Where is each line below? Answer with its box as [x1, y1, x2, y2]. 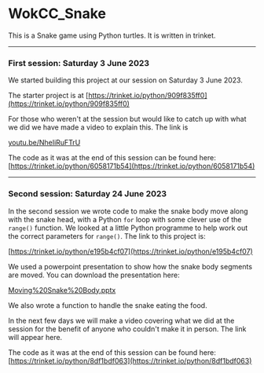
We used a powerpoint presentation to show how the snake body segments [8, 261, 253, 271]
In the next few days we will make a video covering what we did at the [8, 316, 235, 325]
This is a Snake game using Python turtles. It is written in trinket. [8, 31, 216, 40]
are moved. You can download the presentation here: [8, 270, 180, 280]
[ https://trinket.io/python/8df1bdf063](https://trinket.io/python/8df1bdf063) [8, 356, 252, 365]
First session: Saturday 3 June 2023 [8, 57, 150, 68]
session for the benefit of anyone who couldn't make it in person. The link [8, 324, 247, 334]
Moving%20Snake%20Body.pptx [8, 285, 116, 294]
